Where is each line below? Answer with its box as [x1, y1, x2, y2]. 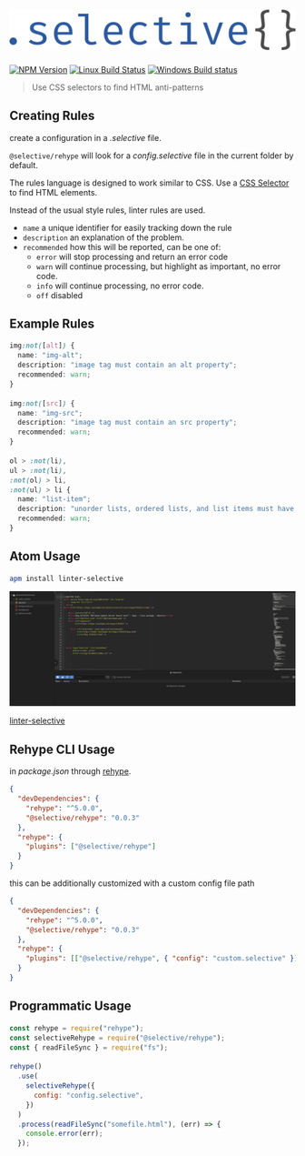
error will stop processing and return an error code [35, 251, 229, 262]
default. [9, 159, 39, 170]
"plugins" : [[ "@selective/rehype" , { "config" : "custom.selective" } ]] [25, 954, 302, 963]
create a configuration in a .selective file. [9, 132, 162, 143]
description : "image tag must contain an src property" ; [17, 418, 238, 427]
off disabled [35, 289, 84, 300]
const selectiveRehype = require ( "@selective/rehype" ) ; [9, 1033, 225, 1042]
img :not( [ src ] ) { [9, 398, 75, 408]
